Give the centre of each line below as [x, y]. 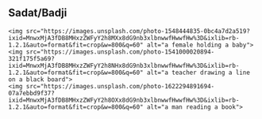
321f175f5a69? [32, 58]
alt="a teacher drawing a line [198, 73]
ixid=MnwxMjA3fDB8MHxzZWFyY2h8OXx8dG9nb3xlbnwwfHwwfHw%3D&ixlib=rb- [124, 100]
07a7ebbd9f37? [32, 93]
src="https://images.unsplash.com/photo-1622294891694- [120, 86]
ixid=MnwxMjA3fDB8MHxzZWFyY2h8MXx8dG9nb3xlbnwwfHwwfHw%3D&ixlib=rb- [124, 38]
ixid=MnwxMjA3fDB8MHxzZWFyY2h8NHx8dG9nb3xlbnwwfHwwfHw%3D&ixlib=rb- [124, 65]
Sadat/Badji [38, 13]
